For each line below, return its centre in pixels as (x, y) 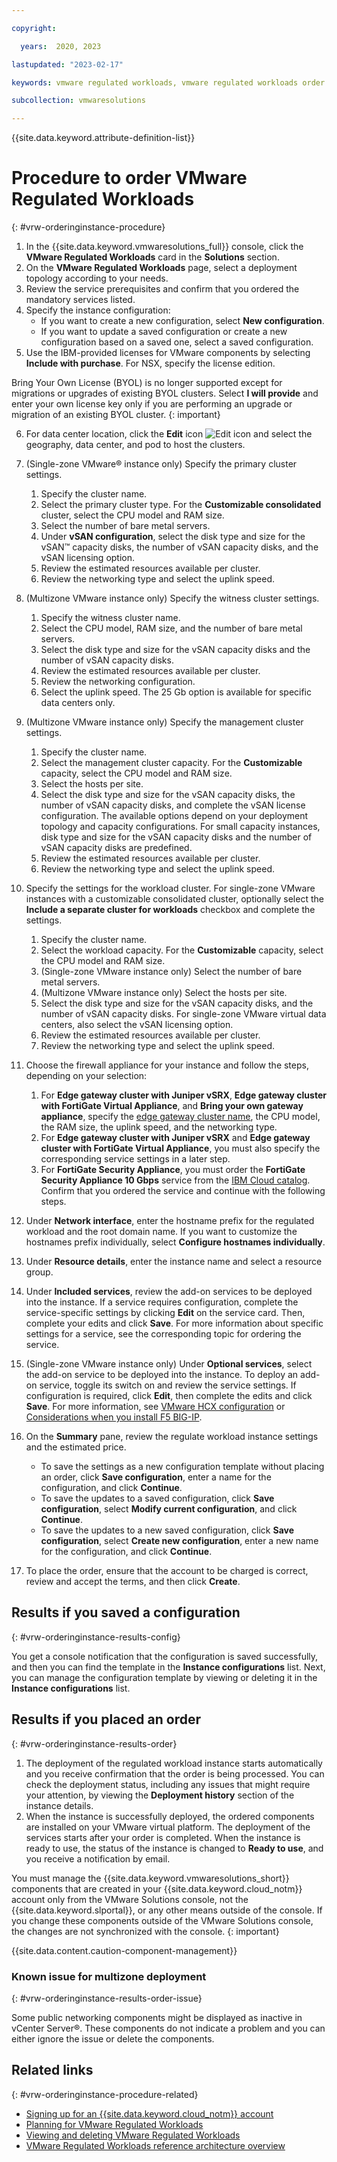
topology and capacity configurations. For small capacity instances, (180, 827)
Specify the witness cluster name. (110, 618)
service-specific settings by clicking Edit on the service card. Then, (165, 1313)
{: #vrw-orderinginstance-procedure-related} (105, 2094)
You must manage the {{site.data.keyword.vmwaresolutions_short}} (150, 1878)
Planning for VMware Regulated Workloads (114, 2124)
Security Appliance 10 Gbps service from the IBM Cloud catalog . (175, 1180)
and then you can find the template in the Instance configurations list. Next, (168, 1667)
